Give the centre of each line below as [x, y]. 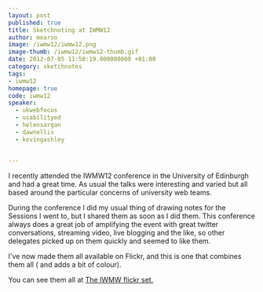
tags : [17, 74]
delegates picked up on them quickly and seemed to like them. [110, 241]
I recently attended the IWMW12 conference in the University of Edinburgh [129, 175]
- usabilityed [38, 118]
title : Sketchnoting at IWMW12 [59, 30]
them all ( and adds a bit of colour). [65, 265]
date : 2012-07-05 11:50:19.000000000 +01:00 [82, 60]
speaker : [22, 103]
